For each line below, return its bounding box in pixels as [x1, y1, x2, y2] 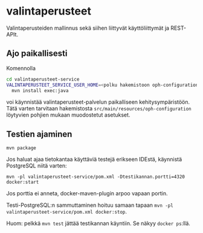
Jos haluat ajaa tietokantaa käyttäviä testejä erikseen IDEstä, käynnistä [6, 156, 182, 163]
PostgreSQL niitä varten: [6, 162, 67, 169]
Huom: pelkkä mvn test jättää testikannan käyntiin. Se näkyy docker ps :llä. [6, 220, 190, 227]
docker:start [6, 179, 39, 186]
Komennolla [6, 64, 36, 72]
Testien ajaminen [6, 129, 72, 139]
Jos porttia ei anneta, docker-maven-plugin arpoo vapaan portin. [6, 190, 168, 197]
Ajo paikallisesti [6, 49, 68, 59]
